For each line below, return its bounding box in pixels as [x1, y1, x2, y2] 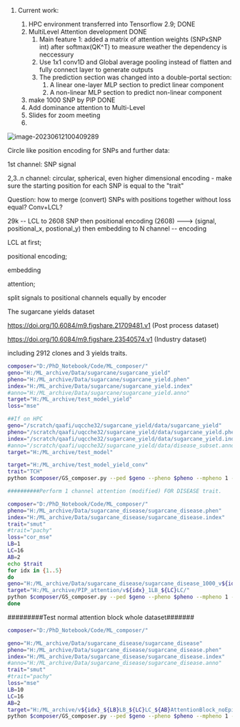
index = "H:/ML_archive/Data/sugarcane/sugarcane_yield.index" [7, 382, 194, 390]
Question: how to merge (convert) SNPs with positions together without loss [7, 196, 231, 204]
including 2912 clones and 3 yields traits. [7, 349, 127, 357]
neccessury [39, 50, 74, 59]
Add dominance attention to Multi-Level [28, 104, 146, 111]
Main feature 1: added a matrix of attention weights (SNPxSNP [39, 35, 222, 44]
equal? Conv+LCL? [7, 203, 63, 211]
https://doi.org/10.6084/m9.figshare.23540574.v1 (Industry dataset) [7, 335, 207, 344]
